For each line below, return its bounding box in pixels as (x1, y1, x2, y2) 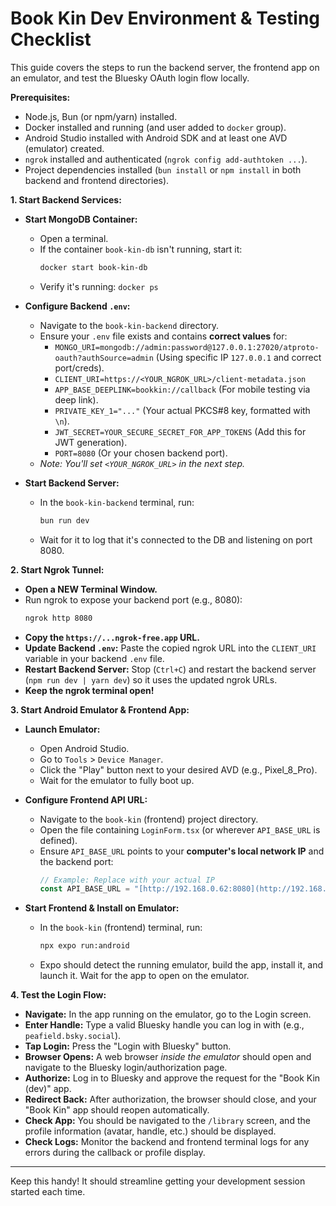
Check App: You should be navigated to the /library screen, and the (24, 1115, 311, 1127)
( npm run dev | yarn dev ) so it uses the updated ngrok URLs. (24, 673, 278, 686)
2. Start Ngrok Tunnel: (10, 563, 105, 576)
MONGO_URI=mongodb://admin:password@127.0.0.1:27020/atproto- (54, 342, 320, 352)
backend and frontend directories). (24, 174, 170, 186)
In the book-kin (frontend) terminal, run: (39, 922, 203, 934)
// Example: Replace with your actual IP (39, 875, 215, 885)
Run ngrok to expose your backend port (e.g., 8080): (24, 593, 243, 606)
